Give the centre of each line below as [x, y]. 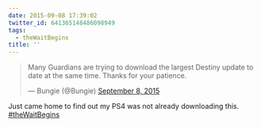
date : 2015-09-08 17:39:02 [53, 15]
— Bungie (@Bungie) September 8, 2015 [94, 91]
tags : [17, 30]
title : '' [25, 45]
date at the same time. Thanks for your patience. [107, 76]
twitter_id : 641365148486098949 [61, 23]
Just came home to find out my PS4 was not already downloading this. [124, 106]
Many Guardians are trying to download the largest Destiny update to [140, 67]
